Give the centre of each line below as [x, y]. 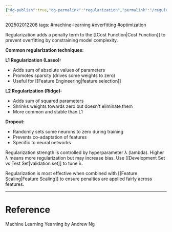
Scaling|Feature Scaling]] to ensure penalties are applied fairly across [79, 179]
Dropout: [15, 122]
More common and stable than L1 [48, 111]
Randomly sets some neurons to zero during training [68, 131]
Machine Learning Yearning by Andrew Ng [50, 224]
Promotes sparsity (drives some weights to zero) [64, 75]
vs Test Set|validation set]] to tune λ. [44, 163]
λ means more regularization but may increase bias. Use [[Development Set [85, 158]
